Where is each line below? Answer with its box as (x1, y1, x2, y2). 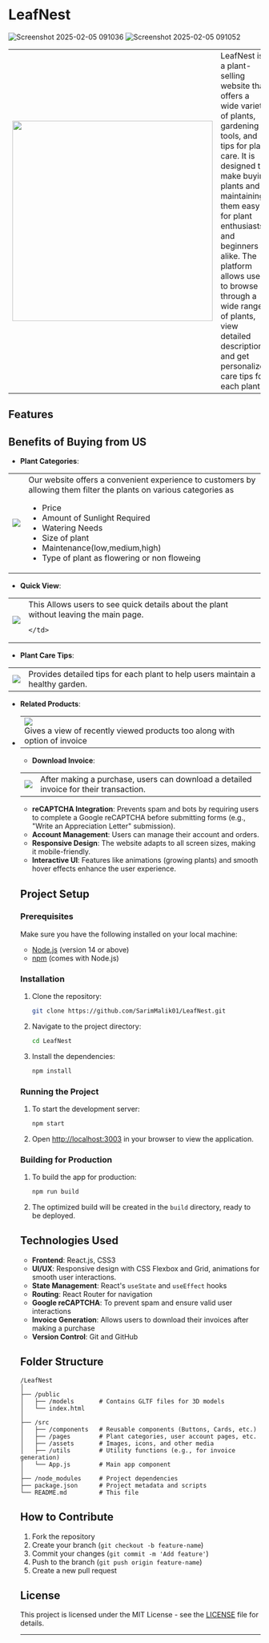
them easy (220, 200, 260, 211)
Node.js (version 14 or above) (31, 944, 130, 954)
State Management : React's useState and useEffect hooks (31, 1280, 227, 1291)
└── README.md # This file (19, 1488, 139, 1496)
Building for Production (19, 1154, 113, 1165)
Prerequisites (19, 911, 74, 922)
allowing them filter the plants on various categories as (28, 485, 235, 496)
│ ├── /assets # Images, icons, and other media (19, 1440, 215, 1448)
